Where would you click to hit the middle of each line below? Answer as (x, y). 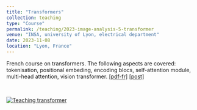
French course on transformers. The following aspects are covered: (91, 63)
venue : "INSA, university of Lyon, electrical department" (83, 35)
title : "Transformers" (35, 12)
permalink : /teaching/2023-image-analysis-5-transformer (80, 29)
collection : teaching (34, 18)
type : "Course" (26, 23)
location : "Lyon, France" (39, 46)
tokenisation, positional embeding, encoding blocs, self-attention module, (99, 70)
